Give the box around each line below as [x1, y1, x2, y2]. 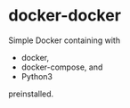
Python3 [20, 71, 53, 81]
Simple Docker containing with [8, 35, 121, 46]
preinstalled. [8, 88, 54, 99]
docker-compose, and [20, 62, 103, 72]
